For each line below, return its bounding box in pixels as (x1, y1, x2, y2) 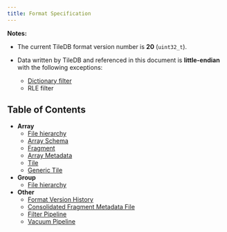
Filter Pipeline (27, 210, 67, 218)
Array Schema (27, 137, 69, 145)
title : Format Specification (7, 10, 91, 17)
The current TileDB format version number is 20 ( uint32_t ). (17, 42, 188, 50)
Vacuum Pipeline (27, 217, 76, 226)
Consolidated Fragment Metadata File (27, 203, 135, 211)
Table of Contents (7, 104, 87, 116)
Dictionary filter (27, 77, 72, 85)
